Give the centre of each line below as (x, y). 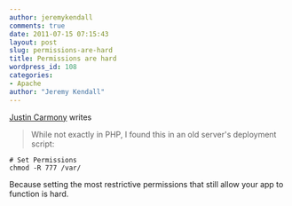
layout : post (33, 42)
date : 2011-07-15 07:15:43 (59, 34)
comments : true (37, 26)
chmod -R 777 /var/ (45, 168)
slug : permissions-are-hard (61, 51)
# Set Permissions (43, 160)
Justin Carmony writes (51, 117)
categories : (31, 75)
